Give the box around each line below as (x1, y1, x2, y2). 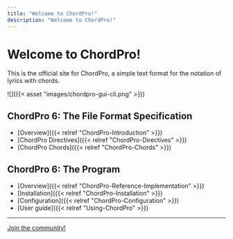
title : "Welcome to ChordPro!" (7, 10, 98, 17)
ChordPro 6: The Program (7, 163, 120, 175)
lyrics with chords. (7, 77, 60, 85)
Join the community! (7, 224, 66, 232)
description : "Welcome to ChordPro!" (7, 17, 116, 24)
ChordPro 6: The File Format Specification (7, 110, 193, 122)
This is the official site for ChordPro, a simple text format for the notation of (7, 69, 222, 78)
